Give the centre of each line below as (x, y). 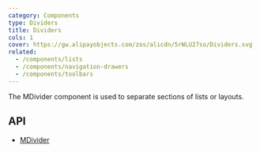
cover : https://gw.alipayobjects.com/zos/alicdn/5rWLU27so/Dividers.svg (130, 45)
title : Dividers (35, 30)
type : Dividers (33, 23)
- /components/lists (49, 60)
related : (23, 52)
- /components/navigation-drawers (72, 67)
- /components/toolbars (54, 74)
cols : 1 (21, 37)
